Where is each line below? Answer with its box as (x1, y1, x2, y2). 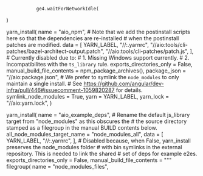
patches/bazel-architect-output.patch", (6, 48, 105, 55)
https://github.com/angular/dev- (83, 80, 164, 87)
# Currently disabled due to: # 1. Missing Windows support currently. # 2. (6, 54, 190, 61)
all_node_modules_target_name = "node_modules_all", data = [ (6, 131, 163, 138)
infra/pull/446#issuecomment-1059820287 (6, 86, 115, 94)
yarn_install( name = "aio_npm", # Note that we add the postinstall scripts (6, 28, 190, 35)
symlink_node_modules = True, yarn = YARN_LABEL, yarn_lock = (6, 93, 169, 100)
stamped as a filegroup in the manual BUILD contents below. (6, 124, 158, 131)
